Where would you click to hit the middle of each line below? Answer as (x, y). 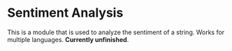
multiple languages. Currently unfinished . (68, 39)
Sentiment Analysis (65, 13)
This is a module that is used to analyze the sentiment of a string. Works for (116, 32)
